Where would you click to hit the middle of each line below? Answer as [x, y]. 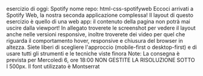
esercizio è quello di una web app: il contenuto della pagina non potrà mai [98, 21]
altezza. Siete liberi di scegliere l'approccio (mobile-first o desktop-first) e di [101, 47]
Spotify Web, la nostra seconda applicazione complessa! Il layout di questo [100, 15]
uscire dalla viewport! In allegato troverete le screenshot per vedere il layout [101, 28]
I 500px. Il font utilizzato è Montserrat [53, 66]
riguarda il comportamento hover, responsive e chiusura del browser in [95, 41]
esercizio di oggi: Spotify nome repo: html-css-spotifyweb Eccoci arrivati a [100, 9]
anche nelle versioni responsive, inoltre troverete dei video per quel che [96, 34]
